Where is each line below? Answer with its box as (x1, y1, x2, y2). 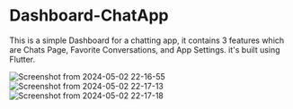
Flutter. (9, 54, 36, 64)
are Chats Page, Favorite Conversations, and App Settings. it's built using (9, 44, 280, 54)
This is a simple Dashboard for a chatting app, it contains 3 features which (9, 35, 285, 46)
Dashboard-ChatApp (9, 5, 169, 26)
